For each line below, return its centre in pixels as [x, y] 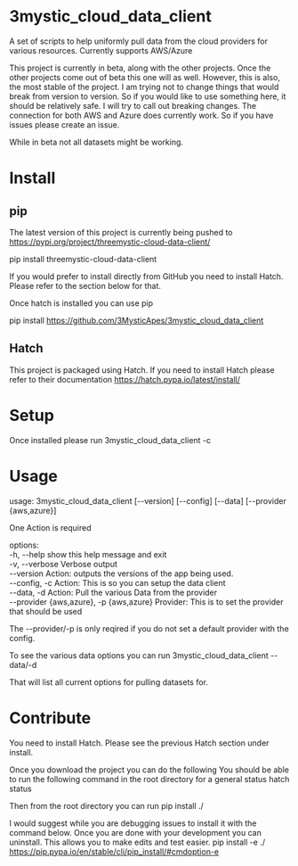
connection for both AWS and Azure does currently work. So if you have [141, 115]
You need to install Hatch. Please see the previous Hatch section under [139, 743]
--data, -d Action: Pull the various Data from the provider [113, 592]
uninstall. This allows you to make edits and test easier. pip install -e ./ [137, 842]
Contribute [50, 718]
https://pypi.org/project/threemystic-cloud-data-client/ [110, 242]
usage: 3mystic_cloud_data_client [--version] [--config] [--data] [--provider [148, 500]
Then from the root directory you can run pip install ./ [107, 805]
